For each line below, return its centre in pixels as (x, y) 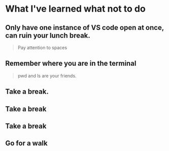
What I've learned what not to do (75, 9)
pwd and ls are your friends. (47, 75)
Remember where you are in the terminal (71, 64)
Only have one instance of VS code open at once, (84, 28)
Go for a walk (26, 143)
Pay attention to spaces (42, 48)
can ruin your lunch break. (48, 35)
